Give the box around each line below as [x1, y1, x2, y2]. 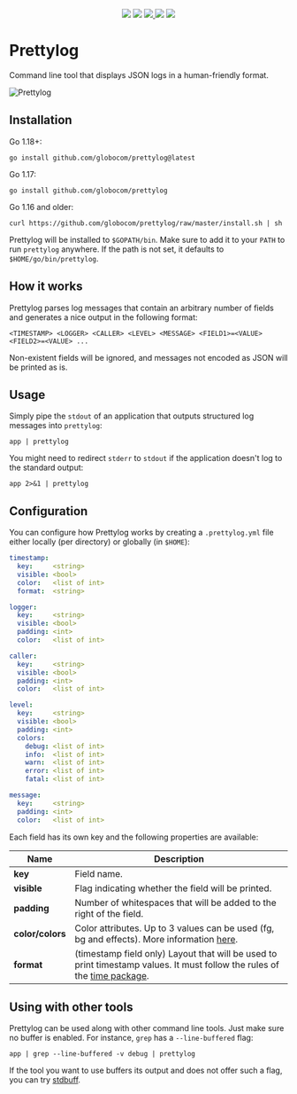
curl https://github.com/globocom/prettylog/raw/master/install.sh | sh [9, 218, 283, 228]
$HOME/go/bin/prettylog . [9, 253, 99, 263]
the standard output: [9, 462, 84, 473]
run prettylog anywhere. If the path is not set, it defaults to [9, 244, 225, 254]
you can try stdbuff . [9, 1074, 81, 1085]
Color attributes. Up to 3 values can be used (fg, [74, 922, 275, 934]
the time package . [74, 969, 149, 981]
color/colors [13, 927, 66, 940]
